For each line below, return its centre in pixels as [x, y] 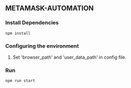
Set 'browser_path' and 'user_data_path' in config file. [69, 57]
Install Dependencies [32, 23]
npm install [18, 33]
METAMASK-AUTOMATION [50, 8]
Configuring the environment [42, 46]
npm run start [20, 81]
